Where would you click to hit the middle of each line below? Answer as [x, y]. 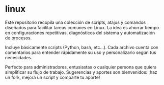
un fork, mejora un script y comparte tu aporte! [53, 77]
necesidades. [19, 57]
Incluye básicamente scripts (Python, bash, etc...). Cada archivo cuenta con [82, 47]
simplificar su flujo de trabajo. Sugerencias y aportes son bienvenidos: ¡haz [81, 72]
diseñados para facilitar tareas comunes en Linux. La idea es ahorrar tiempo [82, 27]
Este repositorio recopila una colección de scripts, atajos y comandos [75, 22]
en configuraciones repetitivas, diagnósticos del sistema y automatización [80, 33]
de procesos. [18, 38]
